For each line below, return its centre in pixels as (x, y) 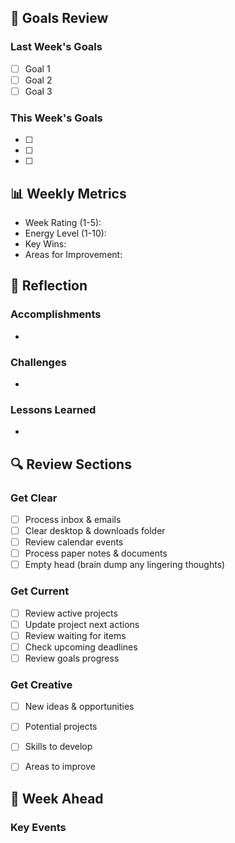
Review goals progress (72, 658)
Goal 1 (37, 68)
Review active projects (71, 613)
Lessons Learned (53, 409)
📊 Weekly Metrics (68, 193)
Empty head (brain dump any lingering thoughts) (125, 565)
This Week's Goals (56, 118)
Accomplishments (56, 314)
